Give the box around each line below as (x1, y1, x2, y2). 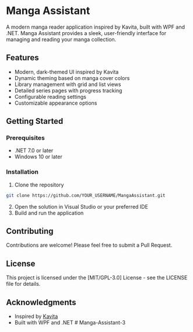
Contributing (6, 226, 54, 236)
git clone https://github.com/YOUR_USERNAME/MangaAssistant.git (6, 192, 166, 198)
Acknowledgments (6, 297, 77, 307)
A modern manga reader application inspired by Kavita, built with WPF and (6, 23, 185, 30)
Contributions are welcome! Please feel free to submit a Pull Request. (6, 241, 173, 249)
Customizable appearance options (14, 99, 97, 106)
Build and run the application (14, 209, 84, 216)
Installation (6, 168, 39, 176)
